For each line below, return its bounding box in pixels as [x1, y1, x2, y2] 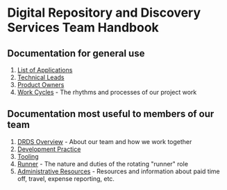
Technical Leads [17, 73, 65, 81]
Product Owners [17, 81, 65, 88]
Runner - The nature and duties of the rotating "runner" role [17, 159, 189, 168]
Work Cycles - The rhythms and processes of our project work [17, 88, 197, 96]
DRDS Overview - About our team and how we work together [17, 137, 192, 145]
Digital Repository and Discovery [7, 5, 201, 21]
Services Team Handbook [7, 19, 160, 35]
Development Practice [17, 145, 81, 153]
